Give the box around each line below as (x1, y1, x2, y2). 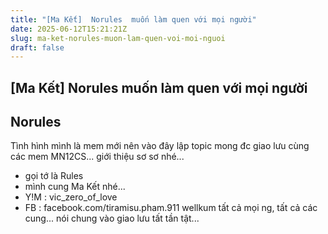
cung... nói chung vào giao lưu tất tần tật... (24, 212, 200, 225)
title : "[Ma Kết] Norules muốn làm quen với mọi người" (10, 14, 257, 25)
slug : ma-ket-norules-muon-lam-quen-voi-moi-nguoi (10, 33, 226, 43)
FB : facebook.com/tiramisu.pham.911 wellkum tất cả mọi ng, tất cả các (24, 202, 318, 214)
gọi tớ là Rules (24, 170, 84, 182)
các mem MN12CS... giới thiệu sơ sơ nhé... (10, 151, 185, 163)
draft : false (10, 42, 65, 53)
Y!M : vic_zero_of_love (24, 191, 118, 203)
